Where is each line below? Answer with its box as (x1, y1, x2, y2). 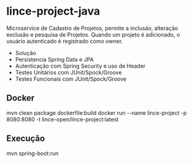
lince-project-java (6, 4, 100, 18)
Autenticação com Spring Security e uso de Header (15, 62, 146, 70)
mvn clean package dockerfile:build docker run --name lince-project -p (6, 109, 187, 117)
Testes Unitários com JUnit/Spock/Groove (15, 68, 123, 76)
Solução (15, 49, 37, 56)
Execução (6, 133, 45, 144)
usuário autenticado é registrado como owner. (6, 37, 123, 45)
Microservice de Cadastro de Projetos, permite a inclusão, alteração (6, 24, 178, 32)
